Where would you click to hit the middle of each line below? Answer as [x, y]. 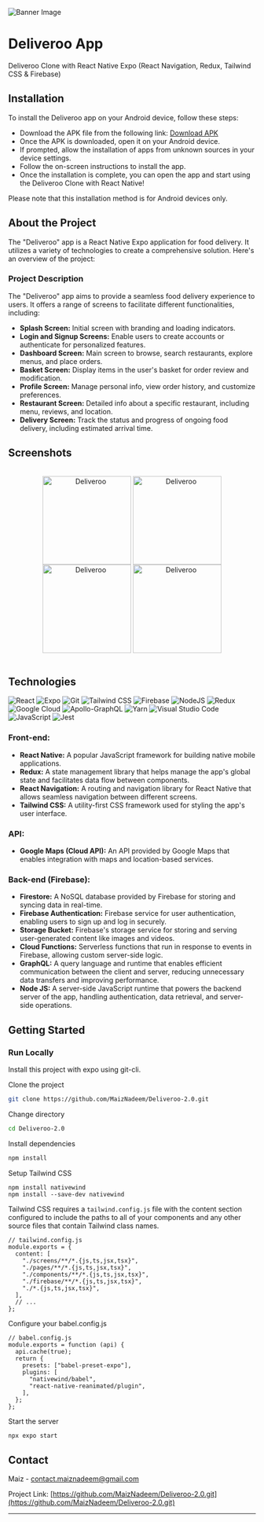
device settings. [45, 158]
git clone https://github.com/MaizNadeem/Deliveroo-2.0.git [109, 1099]
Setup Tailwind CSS [40, 1173]
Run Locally [31, 1052]
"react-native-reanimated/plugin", [87, 1386]
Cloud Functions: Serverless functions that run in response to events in [136, 947]
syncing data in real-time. [61, 905]
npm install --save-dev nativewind [66, 1194]
